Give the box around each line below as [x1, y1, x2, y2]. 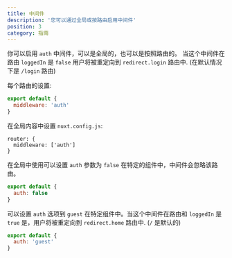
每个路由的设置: [7, 81, 52, 90]
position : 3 [7, 23, 42, 30]
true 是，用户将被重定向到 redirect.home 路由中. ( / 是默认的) [7, 218, 181, 226]
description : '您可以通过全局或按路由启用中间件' [7, 17, 136, 24]
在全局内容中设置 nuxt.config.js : [7, 121, 103, 130]
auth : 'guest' [13, 239, 54, 246]
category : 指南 [7, 29, 49, 37]
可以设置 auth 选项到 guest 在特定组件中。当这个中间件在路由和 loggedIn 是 [7, 209, 222, 218]
